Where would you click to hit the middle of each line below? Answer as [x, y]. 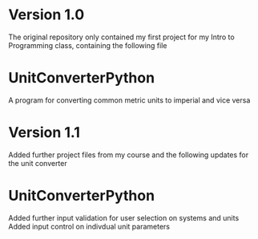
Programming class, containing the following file [88, 45]
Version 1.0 [46, 15]
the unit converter [38, 163]
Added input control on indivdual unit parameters [89, 226]
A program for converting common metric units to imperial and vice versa [129, 100]
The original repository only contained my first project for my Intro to [121, 37]
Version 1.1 [44, 133]
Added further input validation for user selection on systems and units [124, 217]
